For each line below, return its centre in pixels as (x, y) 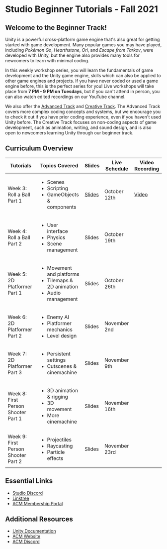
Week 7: (17, 353)
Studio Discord (28, 493)
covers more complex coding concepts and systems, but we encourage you (83, 111)
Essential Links (29, 481)
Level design (62, 335)
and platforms (63, 274)
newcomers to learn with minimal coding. (47, 60)
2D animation (63, 286)
